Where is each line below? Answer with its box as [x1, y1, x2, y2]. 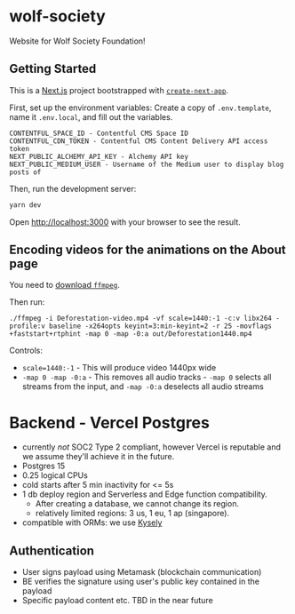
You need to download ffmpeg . [9, 280, 120, 291]
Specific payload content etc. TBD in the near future [21, 595, 213, 606]
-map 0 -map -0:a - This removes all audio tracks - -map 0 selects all [21, 371, 272, 383]
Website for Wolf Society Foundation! [9, 36, 146, 46]
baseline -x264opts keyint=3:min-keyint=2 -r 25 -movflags [48, 322, 273, 331]
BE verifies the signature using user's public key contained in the [21, 576, 260, 587]
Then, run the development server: [9, 183, 137, 194]
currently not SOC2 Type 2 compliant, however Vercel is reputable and [21, 442, 282, 452]
